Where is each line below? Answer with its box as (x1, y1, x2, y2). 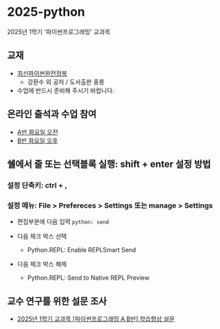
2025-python (7, 4, 86, 20)
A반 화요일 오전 (16, 127, 58, 136)
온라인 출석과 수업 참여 (7, 108, 97, 120)
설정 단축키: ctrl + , (7, 180, 67, 190)
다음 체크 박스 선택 (16, 232, 67, 241)
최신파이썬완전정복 (16, 69, 67, 77)
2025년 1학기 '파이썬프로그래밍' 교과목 (7, 27, 111, 36)
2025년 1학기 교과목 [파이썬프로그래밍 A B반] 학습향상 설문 (16, 315, 175, 323)
